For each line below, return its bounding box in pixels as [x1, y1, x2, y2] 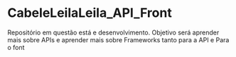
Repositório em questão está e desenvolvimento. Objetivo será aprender [7, 28, 220, 37]
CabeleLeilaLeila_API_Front [7, 5, 172, 21]
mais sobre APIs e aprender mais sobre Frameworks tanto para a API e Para [7, 35, 230, 44]
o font [7, 43, 25, 51]
